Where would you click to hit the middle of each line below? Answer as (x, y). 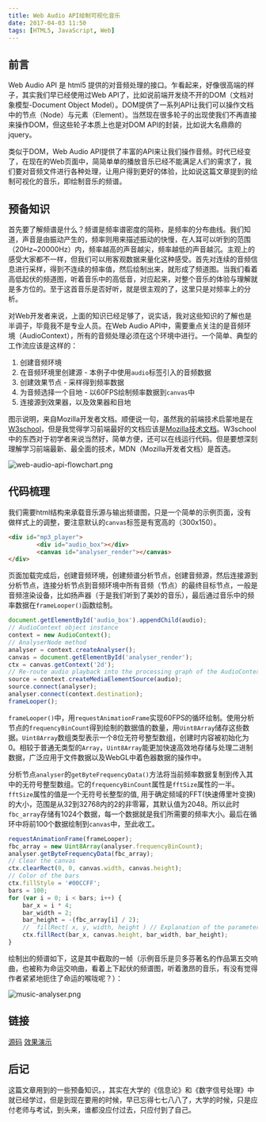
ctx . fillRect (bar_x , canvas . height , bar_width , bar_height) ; (125, 935)
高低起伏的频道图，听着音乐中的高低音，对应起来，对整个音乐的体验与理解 (129, 279)
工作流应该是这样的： (43, 345)
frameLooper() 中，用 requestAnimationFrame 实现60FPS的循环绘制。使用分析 (131, 717)
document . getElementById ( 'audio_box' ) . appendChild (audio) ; (108, 620)
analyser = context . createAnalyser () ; (72, 650)
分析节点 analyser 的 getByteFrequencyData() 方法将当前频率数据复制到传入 (127, 774)
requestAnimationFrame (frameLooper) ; (70, 839)
